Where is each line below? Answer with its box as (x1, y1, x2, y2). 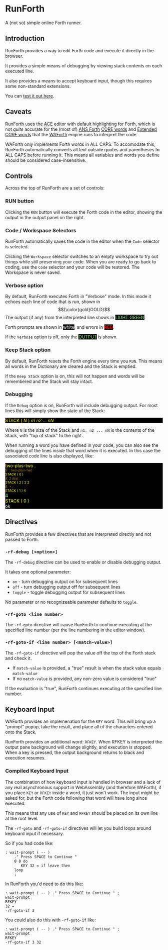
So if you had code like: (5, 840, 54, 846)
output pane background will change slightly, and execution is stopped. (5, 744, 152, 750)
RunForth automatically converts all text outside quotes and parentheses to (5, 146, 160, 152)
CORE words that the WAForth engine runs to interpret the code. (5, 131, 137, 137)
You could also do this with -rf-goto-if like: (5, 917, 96, 923)
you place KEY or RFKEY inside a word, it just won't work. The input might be (5, 790, 159, 796)
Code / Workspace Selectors (5, 227, 76, 234)
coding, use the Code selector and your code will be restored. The (5, 264, 140, 270)
